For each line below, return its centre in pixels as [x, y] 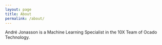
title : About [18, 14]
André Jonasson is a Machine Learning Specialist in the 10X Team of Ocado [81, 32]
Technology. [18, 37]
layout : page [18, 9]
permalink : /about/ [25, 18]
